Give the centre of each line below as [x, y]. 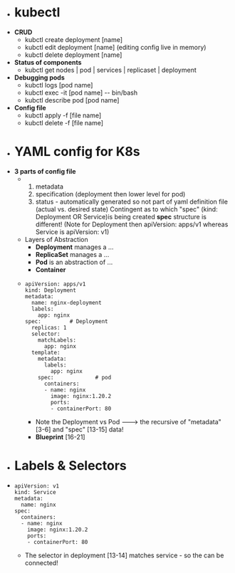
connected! [41, 562]
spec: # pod [75, 377]
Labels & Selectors [70, 466]
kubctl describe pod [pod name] [72, 100]
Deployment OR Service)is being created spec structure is [121, 216]
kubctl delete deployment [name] [73, 55]
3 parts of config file [45, 171]
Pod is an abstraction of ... [74, 262]
